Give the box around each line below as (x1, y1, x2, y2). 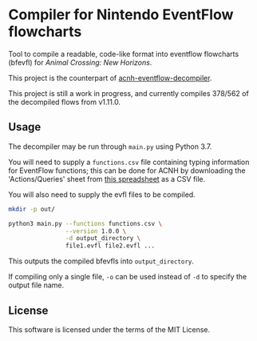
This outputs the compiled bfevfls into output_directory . (8, 256, 194, 266)
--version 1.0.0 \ (65, 227, 127, 235)
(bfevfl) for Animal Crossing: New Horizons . (8, 58, 152, 67)
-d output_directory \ (65, 235, 141, 243)
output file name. (8, 280, 65, 290)
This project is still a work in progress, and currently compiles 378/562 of (8, 88, 249, 98)
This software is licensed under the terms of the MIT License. (8, 324, 211, 334)
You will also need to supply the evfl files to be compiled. (8, 190, 196, 199)
